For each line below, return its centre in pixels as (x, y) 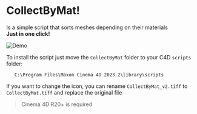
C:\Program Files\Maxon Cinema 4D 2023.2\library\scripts (89, 75)
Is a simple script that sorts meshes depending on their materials (87, 27)
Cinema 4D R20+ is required (57, 104)
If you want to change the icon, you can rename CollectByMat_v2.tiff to (97, 86)
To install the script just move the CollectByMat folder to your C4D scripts (99, 57)
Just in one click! (28, 33)
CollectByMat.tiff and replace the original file (64, 92)
